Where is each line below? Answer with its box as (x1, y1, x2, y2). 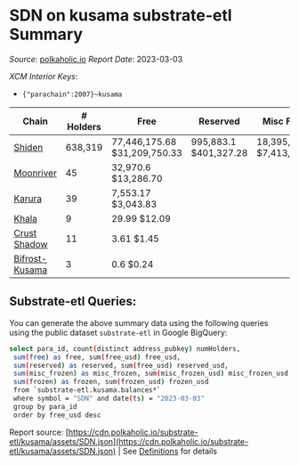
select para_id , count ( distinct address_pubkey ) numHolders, (9, 344, 241, 353)
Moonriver (13, 167, 58, 179)
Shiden (13, 141, 44, 153)
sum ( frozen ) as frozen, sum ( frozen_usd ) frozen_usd (12, 378, 209, 387)
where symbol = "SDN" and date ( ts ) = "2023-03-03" (12, 394, 205, 403)
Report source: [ (9, 427, 69, 437)
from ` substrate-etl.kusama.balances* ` (12, 386, 162, 395)
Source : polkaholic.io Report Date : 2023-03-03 (9, 53, 183, 64)
